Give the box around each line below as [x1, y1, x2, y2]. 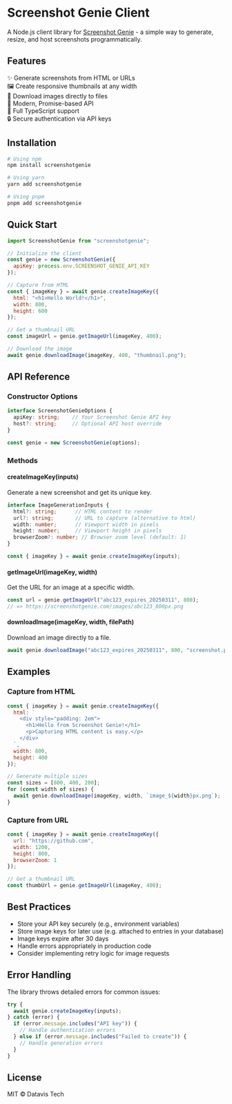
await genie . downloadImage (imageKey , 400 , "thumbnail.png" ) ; [7, 351, 187, 358]
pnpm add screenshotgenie [7, 200, 81, 207]
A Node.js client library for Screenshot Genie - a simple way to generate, [7, 28, 214, 36]
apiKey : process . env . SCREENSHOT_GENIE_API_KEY [13, 263, 150, 270]
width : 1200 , [13, 843, 51, 850]
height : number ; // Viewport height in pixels [13, 527, 162, 534]
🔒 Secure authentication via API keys [7, 114, 112, 123]
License [7, 1071, 42, 1083]
